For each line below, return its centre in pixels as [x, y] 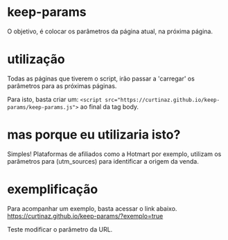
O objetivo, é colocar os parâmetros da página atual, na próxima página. [110, 31]
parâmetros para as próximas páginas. [62, 86]
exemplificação [53, 189]
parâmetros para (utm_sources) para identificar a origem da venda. [103, 161]
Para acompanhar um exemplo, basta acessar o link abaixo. [92, 208]
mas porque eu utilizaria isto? [94, 135]
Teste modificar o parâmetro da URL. [60, 229]
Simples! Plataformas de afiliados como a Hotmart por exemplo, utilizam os [114, 154]
